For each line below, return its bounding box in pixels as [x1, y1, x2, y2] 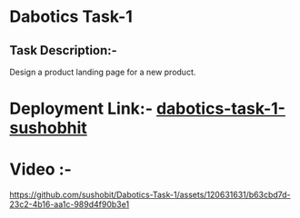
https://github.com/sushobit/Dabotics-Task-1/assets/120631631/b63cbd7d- [9, 189, 291, 201]
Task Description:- [9, 43, 118, 58]
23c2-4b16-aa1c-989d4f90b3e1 [9, 199, 130, 210]
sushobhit [9, 118, 88, 138]
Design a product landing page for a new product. [9, 66, 196, 77]
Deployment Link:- [9, 98, 153, 119]
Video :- [9, 159, 73, 180]
